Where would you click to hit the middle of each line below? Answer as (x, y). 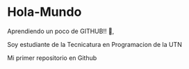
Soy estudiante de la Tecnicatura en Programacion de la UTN (94, 44)
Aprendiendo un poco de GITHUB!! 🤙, (61, 31)
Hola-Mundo (44, 12)
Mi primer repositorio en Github (52, 58)
